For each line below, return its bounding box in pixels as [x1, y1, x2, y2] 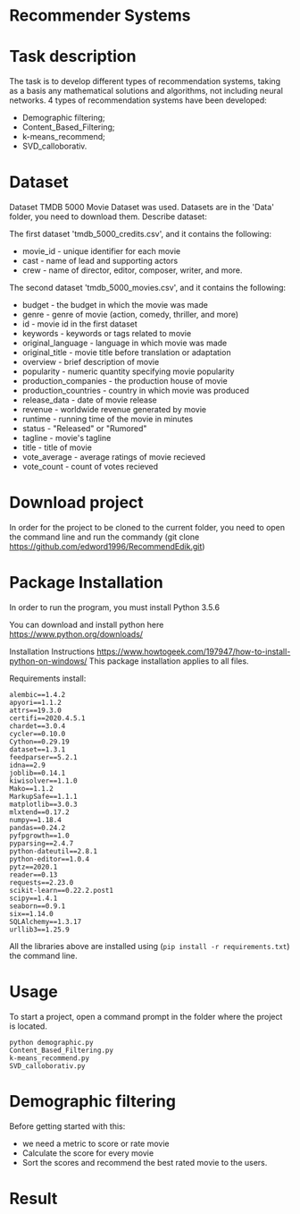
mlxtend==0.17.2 [9, 807, 70, 817]
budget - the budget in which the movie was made [21, 300, 208, 310]
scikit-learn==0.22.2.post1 [9, 886, 114, 895]
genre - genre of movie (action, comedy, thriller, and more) [21, 310, 239, 320]
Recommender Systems [9, 5, 191, 26]
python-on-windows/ [9, 655, 87, 666]
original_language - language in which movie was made [21, 337, 228, 349]
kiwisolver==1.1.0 [9, 776, 78, 785]
